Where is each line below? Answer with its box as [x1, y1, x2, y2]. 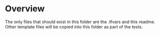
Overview [5, 3, 45, 14]
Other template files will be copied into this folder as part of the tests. [5, 24, 143, 29]
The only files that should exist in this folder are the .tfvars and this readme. [5, 19, 156, 25]
